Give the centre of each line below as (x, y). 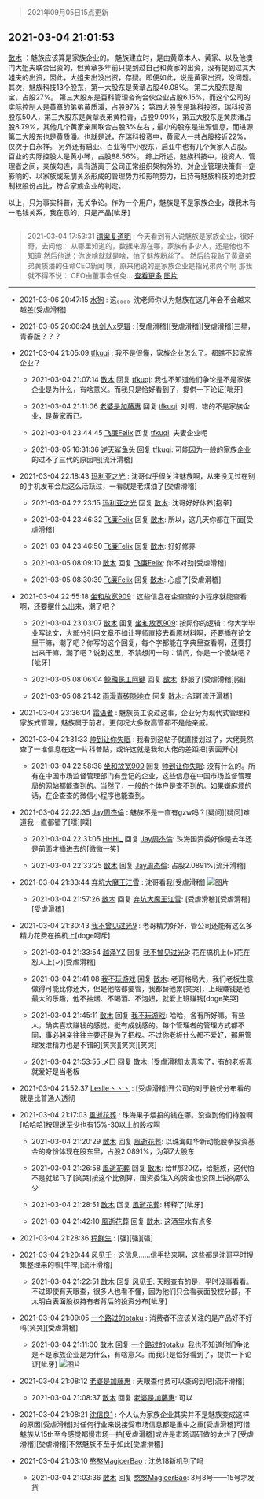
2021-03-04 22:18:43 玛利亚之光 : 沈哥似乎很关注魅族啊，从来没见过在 (134, 475)
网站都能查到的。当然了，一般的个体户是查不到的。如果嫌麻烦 (145, 785)
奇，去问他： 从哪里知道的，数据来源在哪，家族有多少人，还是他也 (135, 246)
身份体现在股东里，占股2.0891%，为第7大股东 (120, 1151)
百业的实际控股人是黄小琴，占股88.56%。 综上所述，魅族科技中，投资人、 (128, 156)
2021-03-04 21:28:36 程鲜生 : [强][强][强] (86, 1238)
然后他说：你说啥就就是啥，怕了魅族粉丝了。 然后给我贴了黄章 (144, 255)
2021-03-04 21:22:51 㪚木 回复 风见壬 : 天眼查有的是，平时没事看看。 (142, 1281)
